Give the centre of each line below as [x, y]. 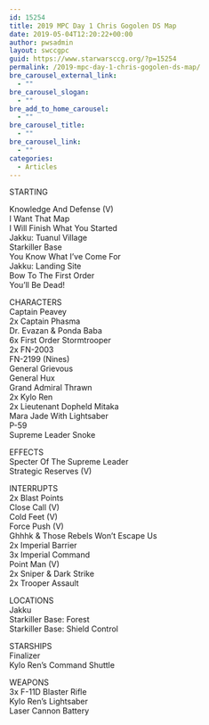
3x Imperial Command [50, 555]
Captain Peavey [38, 312]
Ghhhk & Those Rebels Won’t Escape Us [83, 536]
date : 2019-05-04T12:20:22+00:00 [71, 34]
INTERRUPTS [34, 489]
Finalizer [25, 655]
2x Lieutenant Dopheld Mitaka [64, 407]
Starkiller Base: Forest [50, 620]
